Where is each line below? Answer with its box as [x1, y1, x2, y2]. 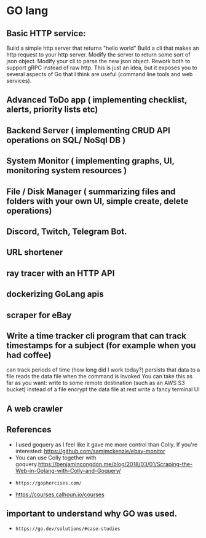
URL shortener [6, 247, 63, 258]
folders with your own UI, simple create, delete [6, 196, 189, 206]
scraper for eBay [6, 310, 72, 320]
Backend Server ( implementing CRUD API [6, 125, 170, 136]
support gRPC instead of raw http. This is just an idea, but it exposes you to [6, 64, 198, 71]
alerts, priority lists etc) [6, 104, 98, 115]
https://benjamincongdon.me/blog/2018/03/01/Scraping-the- [38, 460, 192, 467]
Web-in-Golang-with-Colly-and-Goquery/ [15, 467, 121, 474]
